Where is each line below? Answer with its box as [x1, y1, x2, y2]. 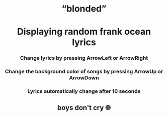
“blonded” [61, 3, 107, 15]
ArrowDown [69, 74, 99, 81]
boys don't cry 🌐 [57, 103, 111, 112]
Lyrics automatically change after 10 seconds [27, 88, 141, 95]
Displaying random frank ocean [17, 26, 151, 38]
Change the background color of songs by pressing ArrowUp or [5, 68, 163, 75]
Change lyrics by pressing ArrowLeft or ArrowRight [20, 55, 148, 62]
